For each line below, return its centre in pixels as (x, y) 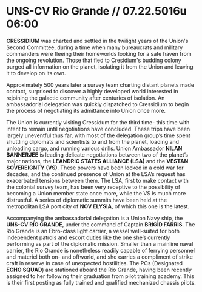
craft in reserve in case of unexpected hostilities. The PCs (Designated (95, 263)
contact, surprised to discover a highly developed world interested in (92, 91)
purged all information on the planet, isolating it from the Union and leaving (100, 66)
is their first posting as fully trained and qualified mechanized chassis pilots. (101, 282)
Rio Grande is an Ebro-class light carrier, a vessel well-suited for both (93, 231)
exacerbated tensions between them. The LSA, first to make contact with (98, 180)
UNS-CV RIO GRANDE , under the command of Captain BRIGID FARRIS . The (101, 224)
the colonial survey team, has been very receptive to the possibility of (93, 187)
